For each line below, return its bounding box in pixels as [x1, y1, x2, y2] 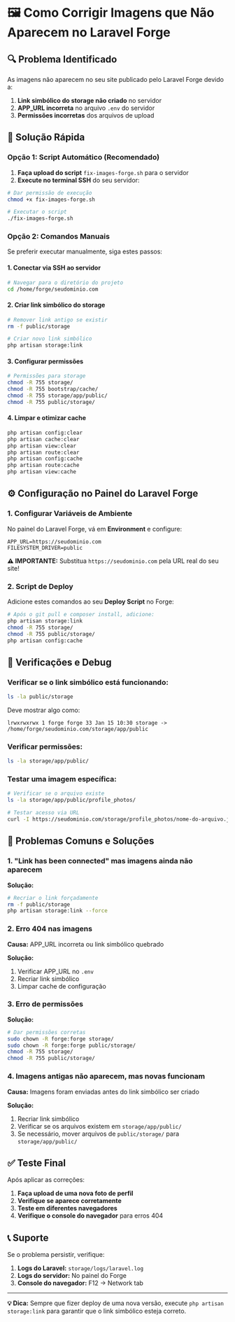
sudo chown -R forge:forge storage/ [7, 1035, 114, 1043]
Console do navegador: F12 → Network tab [17, 1279, 143, 1288]
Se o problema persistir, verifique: [7, 1251, 105, 1259]
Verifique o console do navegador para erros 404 [17, 1211, 164, 1220]
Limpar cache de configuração [17, 982, 106, 990]
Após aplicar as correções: [7, 1176, 85, 1184]
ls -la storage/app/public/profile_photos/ [7, 797, 136, 804]
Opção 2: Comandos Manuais [7, 232, 111, 242]
